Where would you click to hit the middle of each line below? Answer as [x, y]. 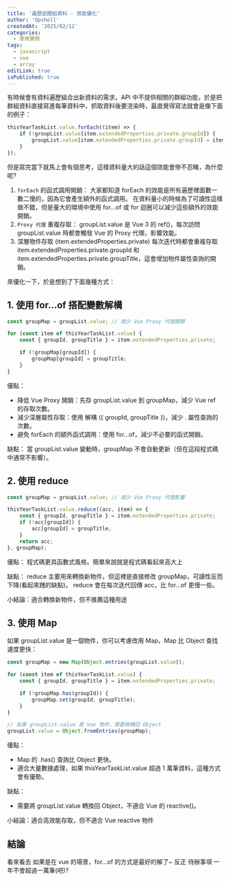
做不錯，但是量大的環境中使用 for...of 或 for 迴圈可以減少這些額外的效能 [118, 207]
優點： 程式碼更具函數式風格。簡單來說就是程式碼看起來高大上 [95, 561]
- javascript [32, 52]
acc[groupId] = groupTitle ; [72, 528]
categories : [24, 33]
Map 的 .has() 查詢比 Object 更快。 [66, 760]
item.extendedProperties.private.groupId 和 [78, 250]
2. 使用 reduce [38, 481]
